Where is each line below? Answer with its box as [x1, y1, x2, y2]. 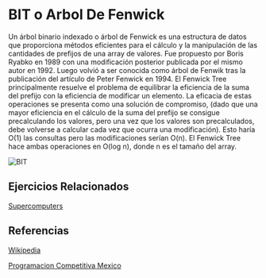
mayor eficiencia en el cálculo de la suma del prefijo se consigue [8, 107, 220, 117]
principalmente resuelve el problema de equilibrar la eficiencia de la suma [8, 82, 250, 92]
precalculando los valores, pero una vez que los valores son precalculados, [8, 116, 255, 125]
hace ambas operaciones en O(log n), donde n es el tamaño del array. [8, 141, 237, 151]
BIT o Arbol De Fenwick [8, 6, 165, 24]
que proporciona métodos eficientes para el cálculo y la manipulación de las [8, 40, 258, 49]
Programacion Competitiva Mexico [8, 261, 121, 270]
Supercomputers [8, 201, 64, 210]
